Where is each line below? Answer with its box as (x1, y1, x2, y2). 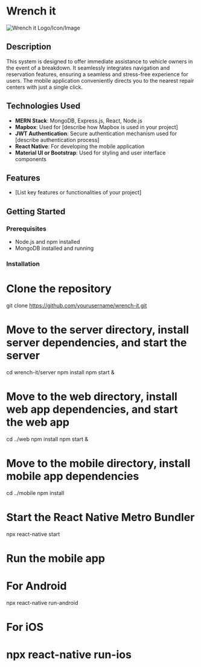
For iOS (6, 620, 44, 634)
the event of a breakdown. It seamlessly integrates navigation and (6, 64, 170, 71)
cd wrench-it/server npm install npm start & (6, 368, 115, 375)
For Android (6, 579, 67, 593)
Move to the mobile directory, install (6, 456, 191, 470)
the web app (6, 415, 70, 429)
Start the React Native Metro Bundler (6, 510, 195, 524)
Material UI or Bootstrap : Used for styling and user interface (14, 149, 166, 156)
